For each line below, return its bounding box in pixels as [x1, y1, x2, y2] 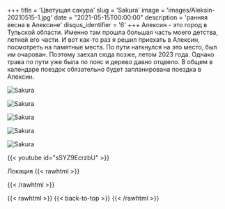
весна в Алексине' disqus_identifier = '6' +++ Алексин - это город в [7, 21, 208, 29]
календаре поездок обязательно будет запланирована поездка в [7, 65, 202, 73]
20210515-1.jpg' [7, 13, 53, 22]
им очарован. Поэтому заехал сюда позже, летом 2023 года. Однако [7, 50, 215, 59]
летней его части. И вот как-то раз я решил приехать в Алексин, [7, 36, 200, 44]
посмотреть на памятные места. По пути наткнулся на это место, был [7, 43, 217, 51]
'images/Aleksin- [166, 6, 215, 14]
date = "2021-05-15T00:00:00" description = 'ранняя [54, 13, 208, 22]
